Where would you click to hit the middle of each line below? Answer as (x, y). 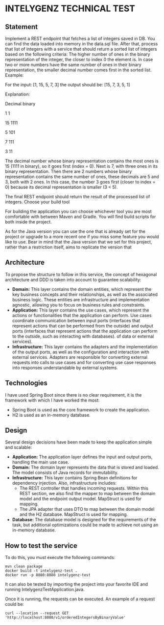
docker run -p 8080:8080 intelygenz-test (48, 575)
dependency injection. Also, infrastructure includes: (64, 483)
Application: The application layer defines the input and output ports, (82, 457)
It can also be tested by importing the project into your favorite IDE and (77, 584)
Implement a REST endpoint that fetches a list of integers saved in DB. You (80, 38)
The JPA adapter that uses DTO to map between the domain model (87, 509)
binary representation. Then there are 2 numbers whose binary (69, 171)
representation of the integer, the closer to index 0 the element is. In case (79, 59)
